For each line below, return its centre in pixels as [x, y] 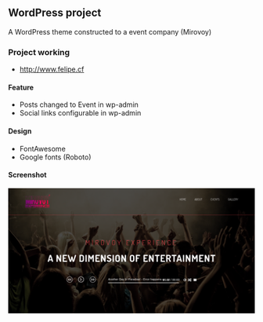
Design [20, 131]
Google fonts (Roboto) [55, 157]
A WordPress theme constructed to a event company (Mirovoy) [110, 31]
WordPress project [55, 13]
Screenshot [27, 175]
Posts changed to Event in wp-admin [79, 104]
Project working [39, 52]
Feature [21, 87]
